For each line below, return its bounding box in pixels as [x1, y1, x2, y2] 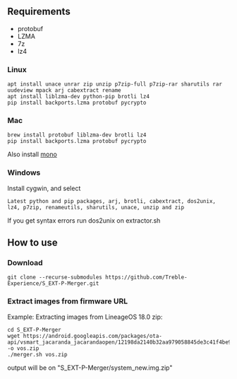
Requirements [7, 6, 71, 18]
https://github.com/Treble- [104, 274, 188, 281]
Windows [7, 168, 41, 177]
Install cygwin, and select [7, 184, 81, 192]
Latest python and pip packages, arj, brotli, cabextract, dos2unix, [7, 197, 217, 204]
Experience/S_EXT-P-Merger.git [7, 280, 99, 287]
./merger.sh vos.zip [7, 351, 68, 358]
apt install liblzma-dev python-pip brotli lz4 [7, 93, 150, 100]
